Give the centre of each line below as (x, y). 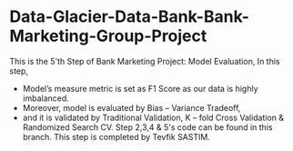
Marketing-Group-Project (108, 36)
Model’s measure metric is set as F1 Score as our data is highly (140, 88)
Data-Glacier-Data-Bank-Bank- (130, 17)
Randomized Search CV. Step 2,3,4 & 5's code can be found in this (147, 127)
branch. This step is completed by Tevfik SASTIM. (116, 136)
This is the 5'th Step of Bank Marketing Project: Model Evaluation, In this (145, 61)
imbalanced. (46, 98)
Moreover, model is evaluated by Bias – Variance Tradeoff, (131, 107)
